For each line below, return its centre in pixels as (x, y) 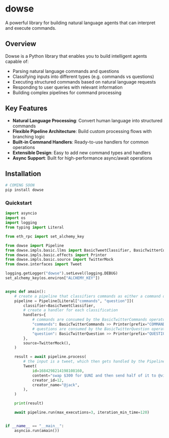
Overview (21, 44)
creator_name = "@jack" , (56, 385)
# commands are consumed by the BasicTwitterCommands (90, 320)
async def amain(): (26, 291)
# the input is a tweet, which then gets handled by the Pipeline (94, 361)
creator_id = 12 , (48, 380)
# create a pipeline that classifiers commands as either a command (88, 296)
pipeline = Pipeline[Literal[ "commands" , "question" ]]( (74, 301)
